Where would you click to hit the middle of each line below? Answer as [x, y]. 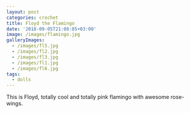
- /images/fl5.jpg [35, 46]
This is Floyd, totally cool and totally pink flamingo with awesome [88, 97]
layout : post [23, 12]
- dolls [22, 80]
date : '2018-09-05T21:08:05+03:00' [51, 29]
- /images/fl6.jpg [35, 68]
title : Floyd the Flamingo [40, 23]
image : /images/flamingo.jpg [43, 35]
